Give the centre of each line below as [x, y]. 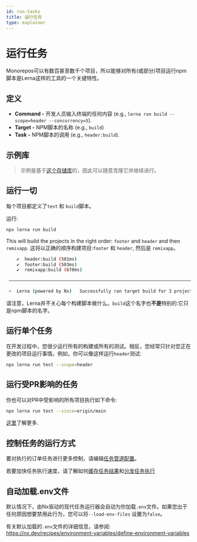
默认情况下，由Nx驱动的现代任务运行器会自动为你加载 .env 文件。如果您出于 [97, 506]
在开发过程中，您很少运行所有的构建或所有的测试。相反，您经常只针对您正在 [98, 346]
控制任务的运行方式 [41, 443]
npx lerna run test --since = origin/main [56, 411]
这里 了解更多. [23, 423]
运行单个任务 [29, 331]
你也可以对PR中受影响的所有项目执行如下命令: [62, 400]
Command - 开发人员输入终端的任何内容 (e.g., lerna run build [91, 114]
